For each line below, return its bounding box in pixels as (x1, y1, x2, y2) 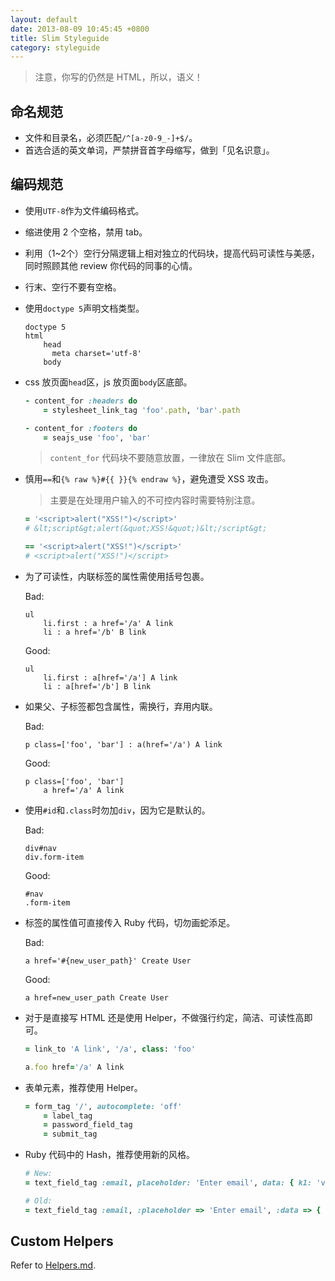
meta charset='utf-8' (51, 348, 142, 358)
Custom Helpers (10, 1233, 114, 1250)
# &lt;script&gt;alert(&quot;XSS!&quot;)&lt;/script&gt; (24, 524, 268, 534)
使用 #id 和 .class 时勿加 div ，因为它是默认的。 (24, 804, 211, 816)
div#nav (24, 843, 57, 853)
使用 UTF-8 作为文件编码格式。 (24, 204, 145, 216)
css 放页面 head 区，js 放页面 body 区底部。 (24, 376, 193, 388)
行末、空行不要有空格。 (24, 281, 122, 293)
